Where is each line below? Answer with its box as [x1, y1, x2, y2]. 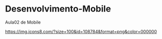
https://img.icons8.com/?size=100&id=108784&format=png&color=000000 [5, 28, 157, 34]
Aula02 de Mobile [5, 19, 41, 25]
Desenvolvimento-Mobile [5, 3, 111, 14]
